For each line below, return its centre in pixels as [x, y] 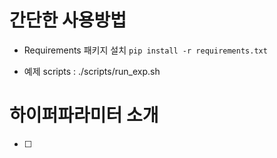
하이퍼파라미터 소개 [84, 115]
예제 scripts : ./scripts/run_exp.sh [92, 71]
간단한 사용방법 [68, 20]
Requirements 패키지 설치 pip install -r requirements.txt [145, 50]
